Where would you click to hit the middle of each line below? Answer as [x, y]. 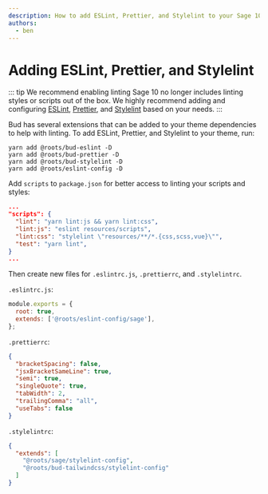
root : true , [35, 312]
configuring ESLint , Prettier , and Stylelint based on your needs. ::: [116, 110]
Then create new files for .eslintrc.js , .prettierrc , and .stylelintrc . [125, 274]
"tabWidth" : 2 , [41, 394]
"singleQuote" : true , [51, 386]
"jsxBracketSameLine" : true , [64, 371]
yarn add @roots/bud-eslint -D [60, 148]
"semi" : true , [39, 379]
